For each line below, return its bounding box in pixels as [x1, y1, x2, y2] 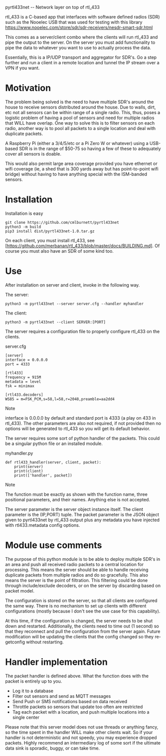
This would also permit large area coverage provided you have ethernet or [5, 160, 158, 166]
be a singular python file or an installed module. [5, 441, 103, 447]
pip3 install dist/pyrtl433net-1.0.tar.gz [5, 229, 95, 234]
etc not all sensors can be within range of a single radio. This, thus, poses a [5, 109, 161, 115]
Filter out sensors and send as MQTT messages [12, 693, 111, 699]
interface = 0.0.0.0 [5, 357, 48, 362]
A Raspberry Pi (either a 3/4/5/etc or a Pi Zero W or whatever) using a [5, 140, 149, 146]
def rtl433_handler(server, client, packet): [5, 459, 101, 465]
